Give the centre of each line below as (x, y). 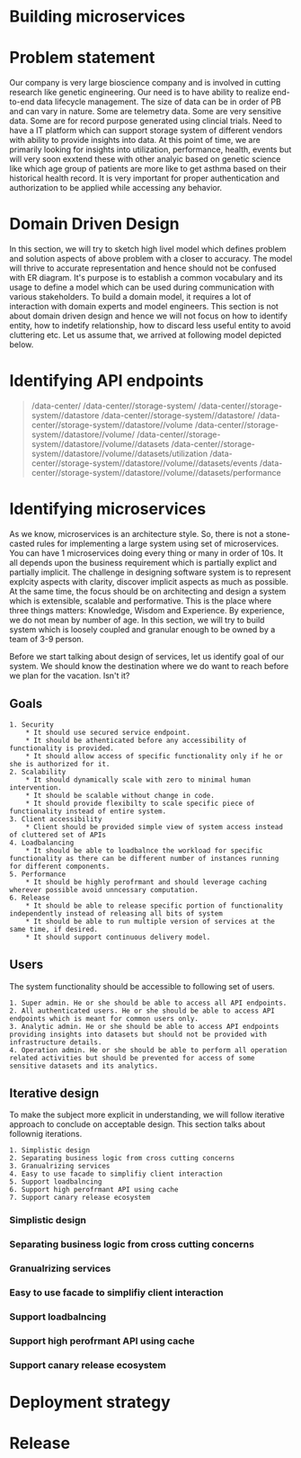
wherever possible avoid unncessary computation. (104, 890)
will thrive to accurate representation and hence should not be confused (143, 268)
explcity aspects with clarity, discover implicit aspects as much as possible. (149, 581)
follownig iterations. (46, 1134)
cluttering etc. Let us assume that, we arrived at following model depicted (146, 335)
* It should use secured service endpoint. (108, 732)
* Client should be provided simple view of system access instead (154, 827)
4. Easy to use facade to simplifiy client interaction (116, 1174)
